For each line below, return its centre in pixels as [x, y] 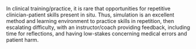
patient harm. [23, 40]
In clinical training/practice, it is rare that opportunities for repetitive [88, 9]
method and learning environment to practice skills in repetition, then [90, 21]
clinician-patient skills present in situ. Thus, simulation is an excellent [90, 15]
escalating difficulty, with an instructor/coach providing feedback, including [98, 27]
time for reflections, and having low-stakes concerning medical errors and [97, 34]
